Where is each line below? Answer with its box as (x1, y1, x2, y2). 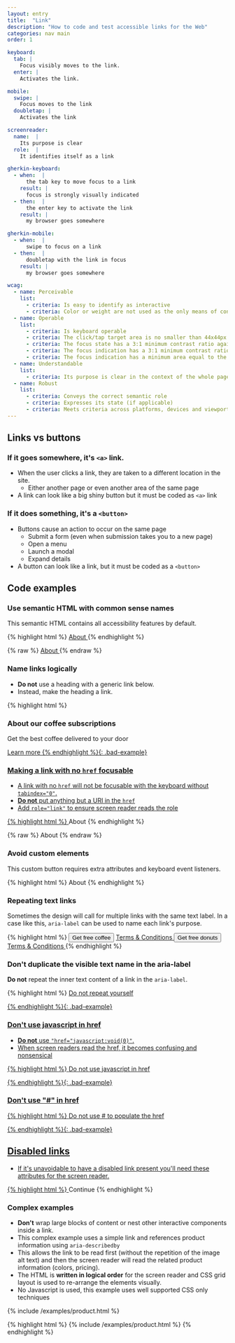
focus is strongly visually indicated (25, 191, 139, 199)
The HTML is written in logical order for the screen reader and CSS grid (17, 1271, 226, 1279)
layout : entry (7, 10, 49, 18)
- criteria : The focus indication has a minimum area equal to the (25, 354, 227, 361)
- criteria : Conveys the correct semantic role (25, 393, 168, 400)
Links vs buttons (7, 432, 81, 444)
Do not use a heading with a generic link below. (17, 680, 155, 688)
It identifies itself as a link (20, 152, 114, 160)
